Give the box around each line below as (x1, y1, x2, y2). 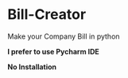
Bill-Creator (7, 6, 87, 24)
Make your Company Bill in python (7, 32, 120, 41)
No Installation (7, 61, 57, 72)
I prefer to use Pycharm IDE (7, 46, 100, 56)
